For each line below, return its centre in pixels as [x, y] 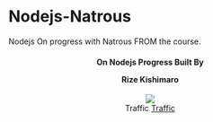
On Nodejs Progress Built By [150, 62]
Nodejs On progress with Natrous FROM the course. [105, 41]
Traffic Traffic [150, 109]
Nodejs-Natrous [70, 17]
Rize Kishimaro [150, 79]
